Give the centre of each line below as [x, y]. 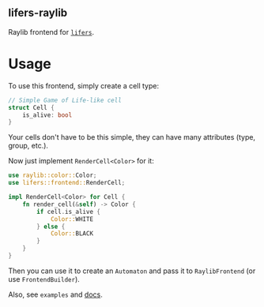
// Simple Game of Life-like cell [65, 100]
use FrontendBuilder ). [44, 279]
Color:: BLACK [72, 234]
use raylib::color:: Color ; [53, 176]
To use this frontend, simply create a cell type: [84, 85]
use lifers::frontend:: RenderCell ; [67, 183]
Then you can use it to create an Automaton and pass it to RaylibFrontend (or [132, 271]
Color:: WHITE [72, 219]
